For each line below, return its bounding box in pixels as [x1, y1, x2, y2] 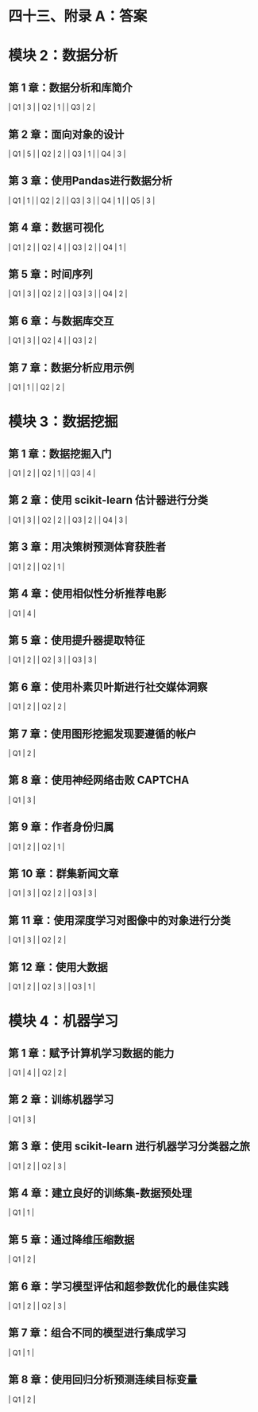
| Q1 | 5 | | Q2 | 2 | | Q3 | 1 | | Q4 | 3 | [8, 149, 126, 158]
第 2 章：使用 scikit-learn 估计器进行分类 [8, 493, 209, 507]
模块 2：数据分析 [8, 47, 118, 64]
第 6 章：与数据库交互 [8, 314, 114, 327]
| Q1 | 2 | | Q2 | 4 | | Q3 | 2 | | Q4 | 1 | [8, 242, 127, 252]
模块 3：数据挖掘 [8, 413, 118, 431]
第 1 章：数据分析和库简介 [8, 80, 133, 94]
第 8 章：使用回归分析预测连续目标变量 [8, 1373, 198, 1387]
